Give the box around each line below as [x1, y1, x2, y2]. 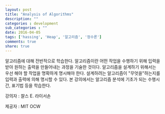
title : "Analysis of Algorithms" [5, 12, 74, 17]
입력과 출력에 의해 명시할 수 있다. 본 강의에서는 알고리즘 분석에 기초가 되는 [5, 76, 147, 82]
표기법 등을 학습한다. [11, 82, 51, 88]
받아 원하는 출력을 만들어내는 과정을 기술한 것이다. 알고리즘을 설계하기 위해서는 [5, 64, 157, 70]
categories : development [5, 21, 58, 26]
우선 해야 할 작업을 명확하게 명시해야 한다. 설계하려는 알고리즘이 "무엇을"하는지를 [5, 70, 161, 76]
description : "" [5, 16, 38, 21]
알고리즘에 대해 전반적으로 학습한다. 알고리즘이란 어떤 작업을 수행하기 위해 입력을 [5, 57, 161, 64]
